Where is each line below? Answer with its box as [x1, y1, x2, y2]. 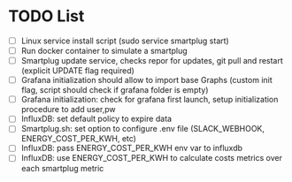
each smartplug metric [20, 163, 104, 173]
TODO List [8, 6, 85, 27]
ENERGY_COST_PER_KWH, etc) [20, 133, 136, 144]
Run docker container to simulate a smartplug [20, 46, 188, 56]
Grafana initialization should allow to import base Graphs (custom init [20, 75, 273, 86]
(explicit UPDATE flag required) [20, 65, 134, 76]
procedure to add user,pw [20, 104, 116, 115]
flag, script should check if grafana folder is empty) [20, 85, 209, 95]
